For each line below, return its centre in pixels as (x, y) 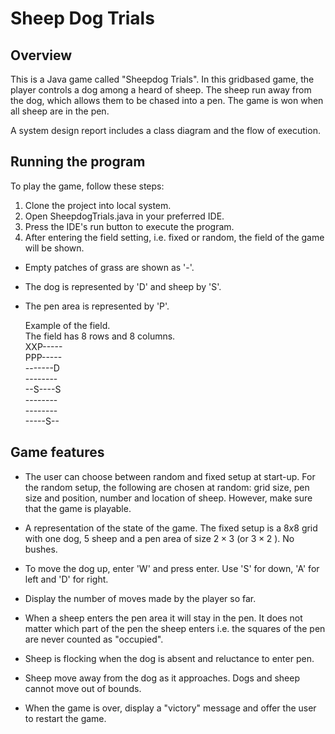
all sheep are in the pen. (60, 111)
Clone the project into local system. (98, 205)
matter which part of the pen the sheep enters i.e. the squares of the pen (175, 628)
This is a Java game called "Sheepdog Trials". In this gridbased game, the (162, 79)
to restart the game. (65, 718)
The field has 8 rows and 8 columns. (100, 336)
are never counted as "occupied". (94, 639)
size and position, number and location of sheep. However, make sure (168, 498)
